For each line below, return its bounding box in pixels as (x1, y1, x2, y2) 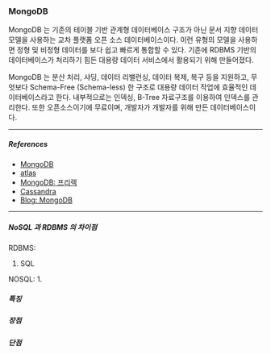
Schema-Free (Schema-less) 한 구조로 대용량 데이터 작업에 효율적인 (29, 82, 248, 92)
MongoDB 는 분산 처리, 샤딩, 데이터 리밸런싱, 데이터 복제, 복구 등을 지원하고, (8, 73, 249, 82)
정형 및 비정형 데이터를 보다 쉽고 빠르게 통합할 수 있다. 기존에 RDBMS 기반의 (16, 45, 256, 55)
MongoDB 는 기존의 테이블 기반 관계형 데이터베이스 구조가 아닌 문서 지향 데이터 (8, 25, 259, 35)
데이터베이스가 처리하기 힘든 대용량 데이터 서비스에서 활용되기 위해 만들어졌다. (8, 55, 254, 65)
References (8, 139, 48, 148)
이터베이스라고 (8, 93, 55, 102)
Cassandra (19, 187, 56, 197)
